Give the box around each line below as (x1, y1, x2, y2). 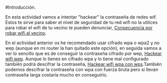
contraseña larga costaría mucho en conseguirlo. (5, 72, 108, 77)
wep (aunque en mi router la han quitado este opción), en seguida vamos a (5, 45, 162, 51)
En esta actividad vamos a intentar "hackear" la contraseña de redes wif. (5, 14, 157, 20)
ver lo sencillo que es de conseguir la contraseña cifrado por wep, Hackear (5, 50, 162, 56)
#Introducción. (5, 5, 36, 10)
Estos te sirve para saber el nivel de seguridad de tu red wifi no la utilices (5, 20, 158, 25)
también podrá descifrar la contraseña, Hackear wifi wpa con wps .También (5, 61, 162, 67)
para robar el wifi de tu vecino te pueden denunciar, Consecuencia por (5, 25, 153, 31)
